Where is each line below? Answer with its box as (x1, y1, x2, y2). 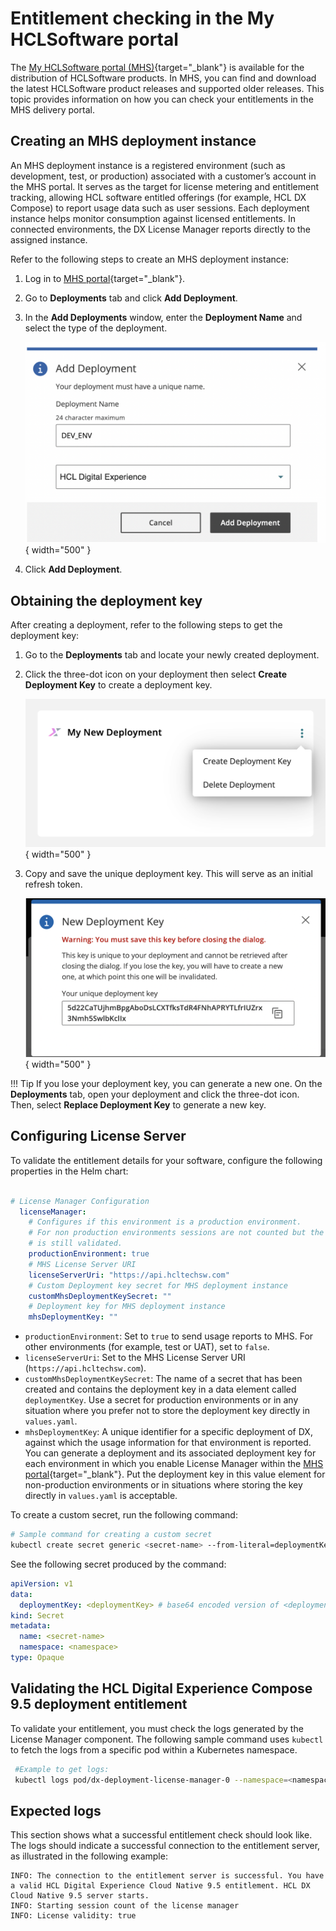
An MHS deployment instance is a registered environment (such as (10, 159, 286, 171)
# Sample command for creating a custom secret (10, 1530, 213, 1540)
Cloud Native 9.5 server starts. (10, 1891, 150, 1901)
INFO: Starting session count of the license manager (10, 1901, 240, 1911)
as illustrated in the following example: (10, 1850, 168, 1862)
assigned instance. (10, 233, 88, 246)
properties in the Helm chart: (10, 1165, 129, 1177)
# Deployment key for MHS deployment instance (28, 1302, 226, 1312)
